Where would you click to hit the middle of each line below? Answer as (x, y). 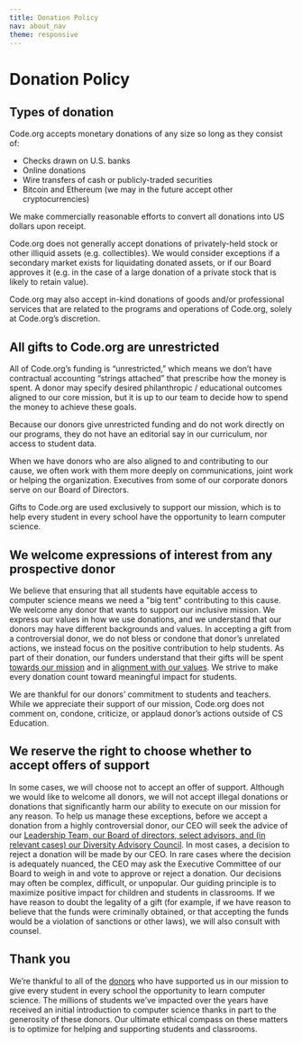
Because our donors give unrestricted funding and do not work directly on (147, 425)
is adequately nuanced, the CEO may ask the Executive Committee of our (146, 864)
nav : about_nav (38, 26)
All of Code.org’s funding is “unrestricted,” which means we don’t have (141, 369)
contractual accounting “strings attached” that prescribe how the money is (148, 379)
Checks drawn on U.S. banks (76, 161)
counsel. (25, 930)
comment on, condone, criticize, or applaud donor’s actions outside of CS (146, 714)
